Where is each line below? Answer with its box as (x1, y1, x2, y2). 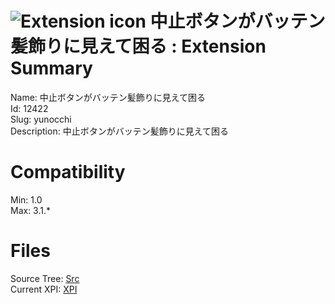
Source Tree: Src (10, 272, 80, 284)
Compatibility (10, 161, 126, 184)
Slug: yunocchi (10, 113, 72, 125)
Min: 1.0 (10, 193, 43, 206)
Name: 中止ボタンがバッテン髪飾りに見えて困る (10, 91, 207, 103)
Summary (10, 57, 93, 80)
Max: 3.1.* (10, 204, 52, 216)
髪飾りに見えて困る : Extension (10, 35, 267, 58)
